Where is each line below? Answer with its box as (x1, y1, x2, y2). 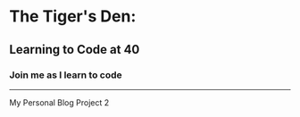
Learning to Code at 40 (9, 42, 140, 57)
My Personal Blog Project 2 (9, 96, 110, 108)
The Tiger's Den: (9, 6, 137, 27)
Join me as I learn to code (9, 69, 122, 81)
